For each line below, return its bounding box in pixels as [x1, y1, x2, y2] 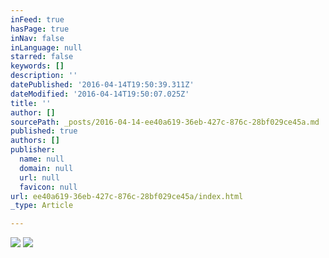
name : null [19, 154, 65, 164]
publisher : [10, 145, 56, 155]
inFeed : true [10, 14, 65, 25]
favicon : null [19, 182, 78, 192]
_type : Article [10, 201, 74, 211]
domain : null [19, 163, 74, 173]
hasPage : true [10, 24, 70, 34]
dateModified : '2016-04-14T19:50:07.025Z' [10, 89, 190, 99]
